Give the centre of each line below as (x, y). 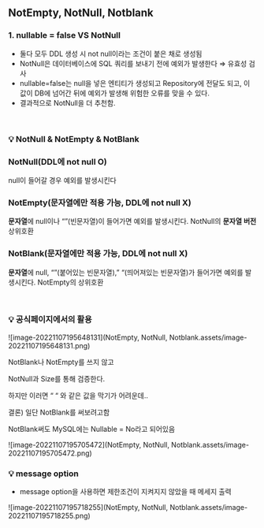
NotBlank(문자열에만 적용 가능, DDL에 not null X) (98, 254)
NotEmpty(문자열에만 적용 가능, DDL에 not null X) (100, 203)
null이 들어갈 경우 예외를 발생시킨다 (62, 180)
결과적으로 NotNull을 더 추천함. (67, 102)
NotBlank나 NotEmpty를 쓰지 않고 (61, 362)
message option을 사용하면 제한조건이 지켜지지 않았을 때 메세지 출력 (125, 492)
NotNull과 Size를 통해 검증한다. (57, 378)
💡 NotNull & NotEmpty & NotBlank (74, 139)
